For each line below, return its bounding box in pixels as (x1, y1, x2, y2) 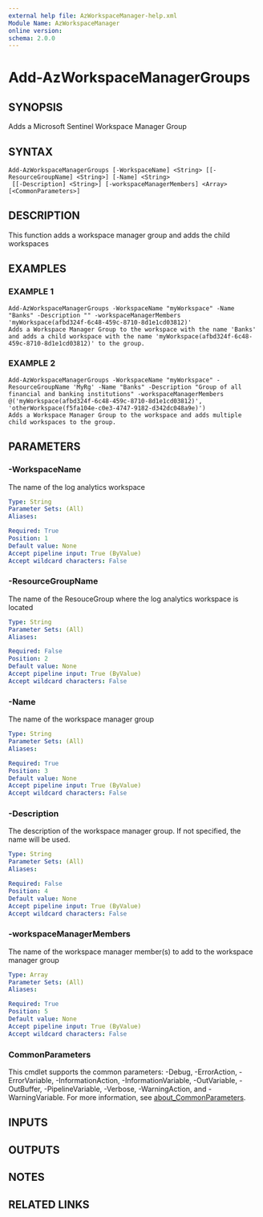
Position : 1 (8, 535, 48, 543)
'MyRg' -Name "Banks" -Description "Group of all (72, 382, 242, 391)
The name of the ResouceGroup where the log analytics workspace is (8, 594, 239, 604)
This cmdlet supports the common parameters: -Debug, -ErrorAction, (8, 1067, 238, 1077)
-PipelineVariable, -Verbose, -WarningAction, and (43, 1084, 207, 1094)
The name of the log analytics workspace (8, 482, 146, 491)
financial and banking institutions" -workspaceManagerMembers (8, 390, 225, 398)
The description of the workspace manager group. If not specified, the (8, 827, 241, 836)
